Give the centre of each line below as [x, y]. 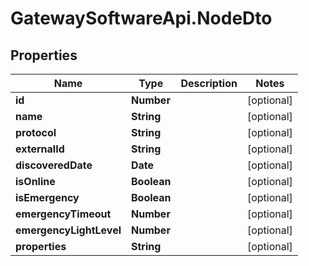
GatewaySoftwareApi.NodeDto [141, 18]
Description [209, 83]
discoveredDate [54, 165]
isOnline [35, 181]
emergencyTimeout [63, 214]
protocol [36, 132]
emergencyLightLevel [68, 230]
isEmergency [47, 197]
